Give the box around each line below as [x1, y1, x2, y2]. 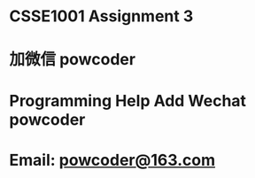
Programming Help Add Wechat [9, 90, 246, 111]
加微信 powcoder [9, 50, 135, 70]
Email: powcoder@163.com [9, 150, 215, 170]
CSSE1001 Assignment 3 [9, 6, 194, 27]
